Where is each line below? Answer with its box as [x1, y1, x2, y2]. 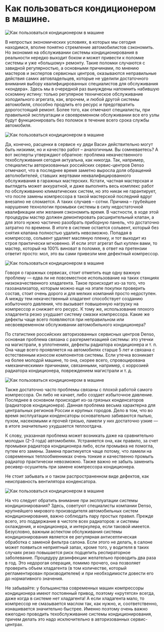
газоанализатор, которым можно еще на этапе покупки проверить [5, 285, 145, 291]
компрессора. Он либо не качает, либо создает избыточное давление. [5, 391, 153, 397]
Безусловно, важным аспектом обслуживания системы [5, 529, 122, 535]
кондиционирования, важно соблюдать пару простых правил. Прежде [5, 513, 154, 519]
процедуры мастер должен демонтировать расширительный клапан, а [5, 214, 154, 220]
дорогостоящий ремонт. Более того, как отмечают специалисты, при [5, 106, 150, 113]
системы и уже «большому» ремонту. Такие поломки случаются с [5, 60, 145, 66]
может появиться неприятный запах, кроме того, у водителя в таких [5, 544, 149, 550]
